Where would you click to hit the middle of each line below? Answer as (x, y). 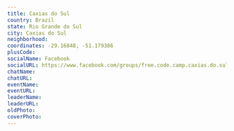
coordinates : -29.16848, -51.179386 (60, 46)
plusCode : (22, 53)
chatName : (22, 71)
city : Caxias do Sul (37, 33)
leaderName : (24, 98)
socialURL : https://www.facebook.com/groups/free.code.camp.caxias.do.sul (118, 65)
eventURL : (22, 91)
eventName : (23, 85)
